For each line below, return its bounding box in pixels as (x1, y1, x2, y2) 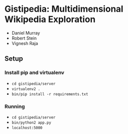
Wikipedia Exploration (4, 14, 96, 25)
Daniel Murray (11, 30, 40, 36)
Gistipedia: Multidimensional (4, 3, 124, 15)
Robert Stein (11, 35, 37, 41)
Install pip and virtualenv (4, 69, 64, 76)
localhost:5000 (11, 125, 43, 130)
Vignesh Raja (11, 40, 38, 46)
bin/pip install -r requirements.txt (11, 91, 89, 96)
